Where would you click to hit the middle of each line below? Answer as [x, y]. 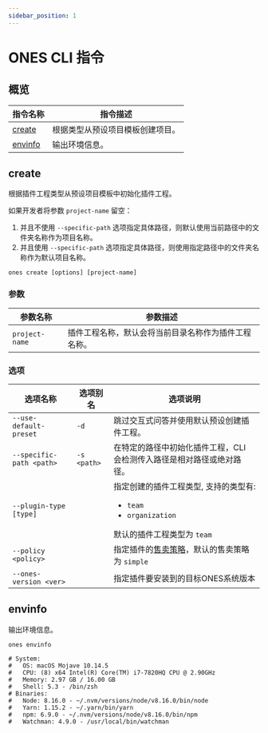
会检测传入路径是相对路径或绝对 [173, 460]
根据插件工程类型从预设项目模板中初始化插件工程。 [92, 193]
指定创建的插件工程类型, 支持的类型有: [185, 487]
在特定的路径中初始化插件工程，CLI [180, 448]
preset [25, 434]
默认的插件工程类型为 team [163, 535]
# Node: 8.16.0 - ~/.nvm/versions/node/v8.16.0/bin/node [108, 700]
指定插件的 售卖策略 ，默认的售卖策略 [181, 550]
